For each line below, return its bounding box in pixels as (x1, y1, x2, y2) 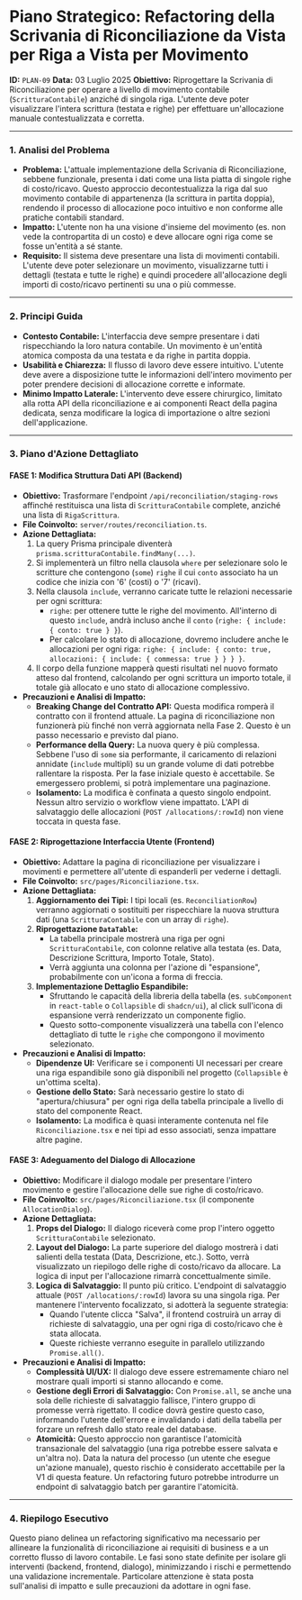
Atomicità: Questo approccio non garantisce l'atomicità (35, 1433, 243, 1444)
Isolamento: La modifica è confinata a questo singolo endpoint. (35, 787, 271, 798)
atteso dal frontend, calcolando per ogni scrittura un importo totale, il (35, 672, 291, 682)
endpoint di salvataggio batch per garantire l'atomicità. (35, 1481, 239, 1493)
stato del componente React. (35, 1105, 143, 1116)
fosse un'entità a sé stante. (22, 241, 123, 251)
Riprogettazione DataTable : (35, 923, 138, 934)
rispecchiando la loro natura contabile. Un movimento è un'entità (22, 340, 262, 351)
